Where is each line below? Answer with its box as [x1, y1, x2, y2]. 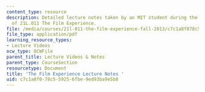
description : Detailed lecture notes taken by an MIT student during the [6, 15, 198, 21]
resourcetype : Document [6, 65, 67, 71]
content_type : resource [6, 8, 67, 15]
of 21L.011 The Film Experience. [12, 20, 97, 26]
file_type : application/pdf [6, 31, 78, 38]
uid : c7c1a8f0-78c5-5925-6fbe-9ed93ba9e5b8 [6, 76, 119, 82]
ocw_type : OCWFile [6, 48, 53, 54]
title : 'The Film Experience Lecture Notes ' [6, 71, 124, 77]
